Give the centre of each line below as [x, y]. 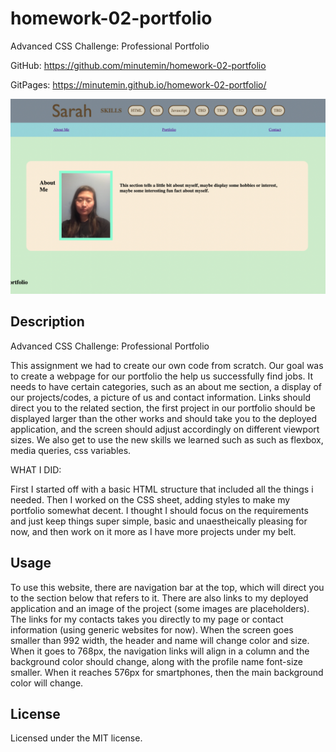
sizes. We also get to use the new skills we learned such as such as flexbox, [167, 439]
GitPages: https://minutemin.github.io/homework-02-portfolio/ [138, 84]
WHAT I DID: [36, 469]
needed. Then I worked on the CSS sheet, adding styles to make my [150, 499]
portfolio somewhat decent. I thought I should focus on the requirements [159, 510]
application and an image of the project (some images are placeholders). [160, 608]
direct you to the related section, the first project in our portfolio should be [163, 408]
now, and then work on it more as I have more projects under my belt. [153, 531]
